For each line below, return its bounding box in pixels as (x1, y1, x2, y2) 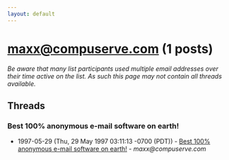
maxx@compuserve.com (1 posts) (7, 40, 213, 57)
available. (7, 79, 37, 88)
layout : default (7, 10, 55, 18)
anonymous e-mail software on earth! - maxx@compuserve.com (17, 144, 206, 153)
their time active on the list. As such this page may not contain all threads (7, 72, 223, 80)
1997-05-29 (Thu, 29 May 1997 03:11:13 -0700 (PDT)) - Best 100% (17, 137, 211, 146)
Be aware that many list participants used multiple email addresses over (7, 64, 219, 73)
